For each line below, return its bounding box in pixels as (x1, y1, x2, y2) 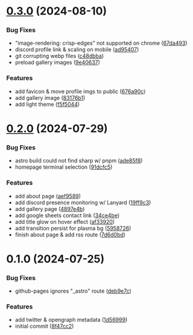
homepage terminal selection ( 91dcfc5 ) (14, 163, 113, 171)
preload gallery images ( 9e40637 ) (14, 59, 101, 66)
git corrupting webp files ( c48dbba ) (14, 53, 104, 60)
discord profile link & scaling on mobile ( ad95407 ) (14, 46, 139, 53)
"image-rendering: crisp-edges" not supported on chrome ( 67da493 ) (14, 39, 188, 47)
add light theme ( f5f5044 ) (14, 100, 80, 108)
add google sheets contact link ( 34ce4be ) (14, 212, 120, 219)
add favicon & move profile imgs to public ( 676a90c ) (14, 88, 146, 95)
